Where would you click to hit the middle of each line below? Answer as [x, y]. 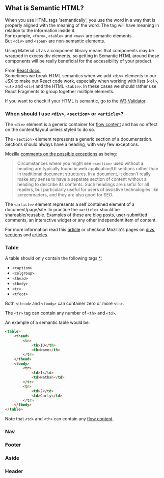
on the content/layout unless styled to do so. [50, 129]
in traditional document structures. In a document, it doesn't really [84, 174]
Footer [13, 445]
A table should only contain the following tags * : [54, 258]
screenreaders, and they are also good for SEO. [65, 195]
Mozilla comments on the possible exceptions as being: [61, 154]
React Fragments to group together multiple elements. [60, 91]
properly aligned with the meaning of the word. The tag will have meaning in [82, 25]
